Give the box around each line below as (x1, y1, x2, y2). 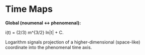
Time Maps (5, 3, 53, 15)
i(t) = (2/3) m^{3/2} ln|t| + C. (5, 29, 64, 35)
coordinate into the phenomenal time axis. (5, 44, 92, 50)
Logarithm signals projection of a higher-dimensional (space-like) (5, 39, 140, 45)
